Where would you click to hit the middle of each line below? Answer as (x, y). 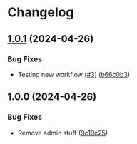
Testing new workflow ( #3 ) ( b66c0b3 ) (74, 74)
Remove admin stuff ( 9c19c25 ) (63, 133)
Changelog (41, 12)
